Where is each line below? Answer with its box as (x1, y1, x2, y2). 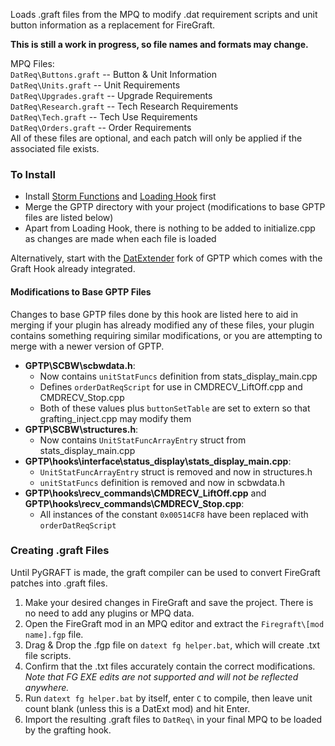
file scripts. (24, 649, 72, 661)
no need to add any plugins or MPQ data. (24, 607, 195, 619)
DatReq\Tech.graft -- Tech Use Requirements (10, 111, 198, 123)
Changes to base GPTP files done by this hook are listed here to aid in (10, 308, 299, 320)
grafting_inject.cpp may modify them (39, 412, 192, 424)
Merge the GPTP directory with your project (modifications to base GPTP (24, 201, 326, 213)
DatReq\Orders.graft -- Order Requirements (10, 122, 192, 133)
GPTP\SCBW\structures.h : (24, 423, 139, 435)
